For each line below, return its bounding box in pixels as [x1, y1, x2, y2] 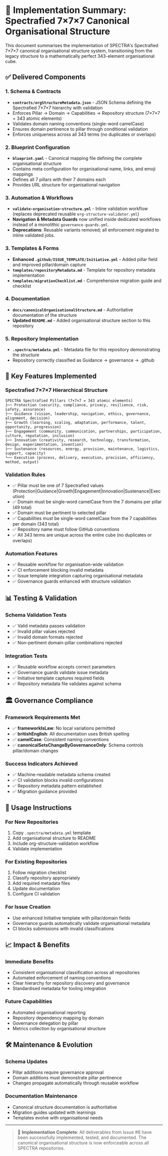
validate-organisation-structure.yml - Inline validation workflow [12, 205, 148, 212]
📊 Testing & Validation [5, 594, 77, 602]
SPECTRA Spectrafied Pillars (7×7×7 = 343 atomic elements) [5, 398, 133, 403]
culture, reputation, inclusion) [5, 433, 75, 438]
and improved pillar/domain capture [12, 262, 86, 268]
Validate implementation [12, 846, 62, 852]
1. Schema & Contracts [5, 88, 61, 95]
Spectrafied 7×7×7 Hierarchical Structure [5, 387, 108, 394]
